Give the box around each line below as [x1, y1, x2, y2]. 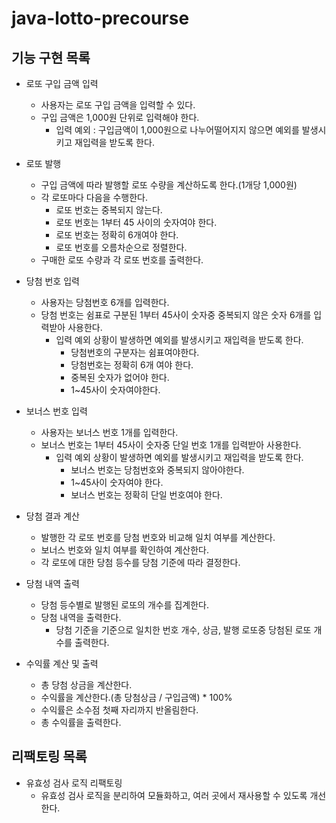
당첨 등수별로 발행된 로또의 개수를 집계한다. [40, 599, 210, 611]
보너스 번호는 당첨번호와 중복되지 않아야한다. [70, 464, 245, 476]
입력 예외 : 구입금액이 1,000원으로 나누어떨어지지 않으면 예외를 [55, 124, 300, 136]
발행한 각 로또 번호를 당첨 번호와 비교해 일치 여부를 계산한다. [40, 532, 276, 543]
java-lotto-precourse [11, 7, 190, 30]
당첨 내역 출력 [25, 578, 80, 589]
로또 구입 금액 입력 [25, 78, 99, 89]
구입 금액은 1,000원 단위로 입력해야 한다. [40, 112, 200, 123]
